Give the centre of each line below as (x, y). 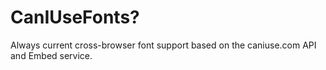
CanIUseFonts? (75, 17)
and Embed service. (51, 55)
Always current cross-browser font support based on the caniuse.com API (163, 45)
